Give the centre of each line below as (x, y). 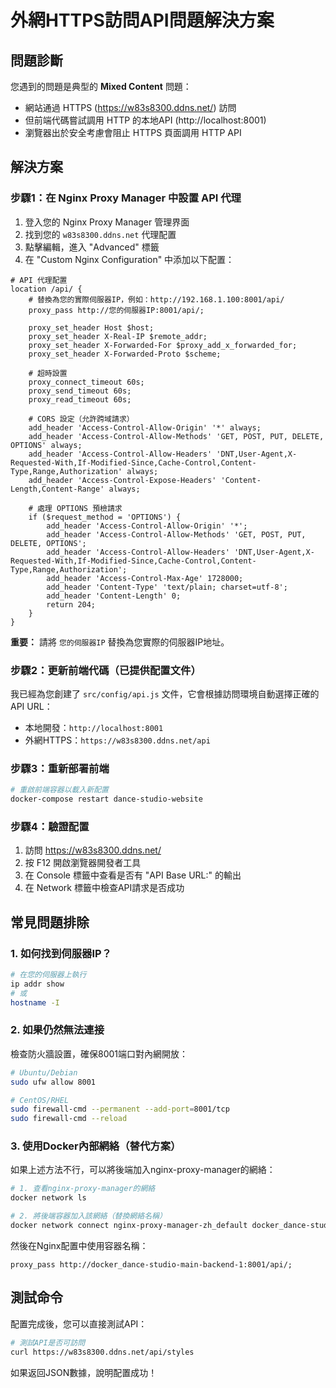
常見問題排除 (50, 922)
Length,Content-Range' (57, 489)
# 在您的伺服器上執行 (48, 975)
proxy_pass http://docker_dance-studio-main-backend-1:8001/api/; (151, 1264)
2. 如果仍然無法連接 (57, 1030)
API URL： (31, 706)
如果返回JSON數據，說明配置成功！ (84, 1372)
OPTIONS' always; (46, 445)
